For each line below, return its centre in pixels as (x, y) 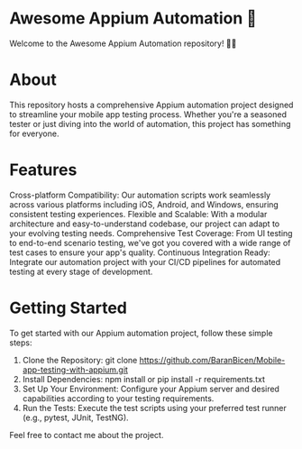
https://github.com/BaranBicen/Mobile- (212, 360)
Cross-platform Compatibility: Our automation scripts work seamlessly (140, 195)
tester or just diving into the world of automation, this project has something (150, 124)
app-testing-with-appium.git (75, 370)
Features (43, 170)
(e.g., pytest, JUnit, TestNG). (75, 417)
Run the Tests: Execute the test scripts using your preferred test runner (154, 408)
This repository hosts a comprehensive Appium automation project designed (151, 105)
